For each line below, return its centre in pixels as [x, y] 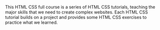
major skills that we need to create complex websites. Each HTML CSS [77, 12]
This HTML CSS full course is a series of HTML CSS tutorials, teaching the [80, 7]
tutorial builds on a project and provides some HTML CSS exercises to [76, 17]
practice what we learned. [31, 22]
